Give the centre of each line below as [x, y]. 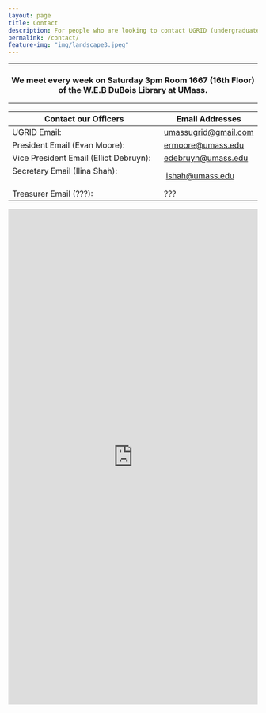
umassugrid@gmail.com [209, 132]
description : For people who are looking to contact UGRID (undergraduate [134, 30]
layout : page [30, 15]
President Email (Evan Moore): [68, 145]
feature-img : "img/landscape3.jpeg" [68, 45]
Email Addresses [209, 119]
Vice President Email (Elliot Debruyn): [82, 158]
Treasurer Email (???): [53, 194]
